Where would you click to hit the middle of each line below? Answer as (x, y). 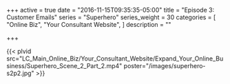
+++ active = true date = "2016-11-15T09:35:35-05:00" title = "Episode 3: (111, 10)
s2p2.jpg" (21, 73)
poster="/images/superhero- (165, 66)
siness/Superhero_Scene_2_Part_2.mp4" (64, 66)
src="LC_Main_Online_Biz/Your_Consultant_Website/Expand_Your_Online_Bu (115, 59)
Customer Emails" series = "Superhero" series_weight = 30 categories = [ (111, 17)
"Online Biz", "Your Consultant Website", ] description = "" (89, 24)
